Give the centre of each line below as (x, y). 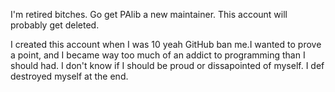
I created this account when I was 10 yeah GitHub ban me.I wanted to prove (166, 44)
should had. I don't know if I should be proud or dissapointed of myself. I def (167, 65)
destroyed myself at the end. (69, 76)
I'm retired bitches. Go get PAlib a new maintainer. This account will (149, 14)
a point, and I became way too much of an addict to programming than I (158, 55)
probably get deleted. (55, 25)
